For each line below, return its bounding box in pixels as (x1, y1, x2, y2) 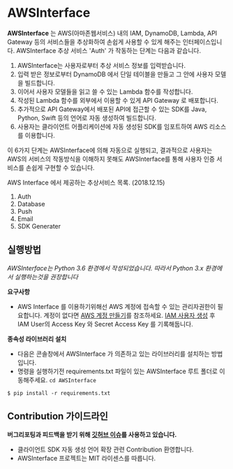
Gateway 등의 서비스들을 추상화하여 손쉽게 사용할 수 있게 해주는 (7, 37, 181, 46)
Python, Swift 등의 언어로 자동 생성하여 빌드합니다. (17, 113, 157, 122)
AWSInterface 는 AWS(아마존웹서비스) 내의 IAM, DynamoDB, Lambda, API (7, 29, 218, 37)
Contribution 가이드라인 (7, 410, 108, 422)
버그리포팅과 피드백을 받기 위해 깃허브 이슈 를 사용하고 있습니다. (7, 430, 177, 438)
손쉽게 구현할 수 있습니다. (25, 163, 96, 172)
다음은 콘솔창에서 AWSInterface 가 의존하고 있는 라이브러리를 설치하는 (17, 349, 211, 358)
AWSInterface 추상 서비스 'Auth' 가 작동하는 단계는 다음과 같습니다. (16, 46, 201, 55)
